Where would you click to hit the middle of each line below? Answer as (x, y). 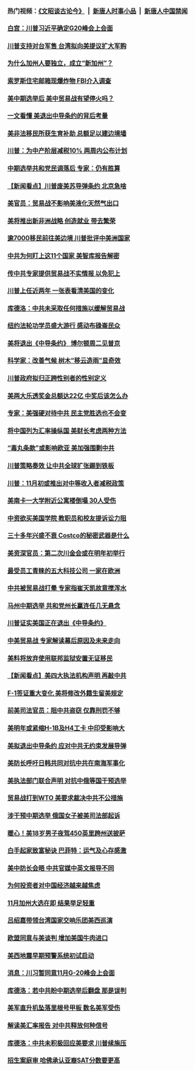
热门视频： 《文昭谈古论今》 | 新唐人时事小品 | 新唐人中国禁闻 (97, 11)
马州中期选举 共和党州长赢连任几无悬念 (64, 605)
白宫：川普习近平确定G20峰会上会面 (60, 28)
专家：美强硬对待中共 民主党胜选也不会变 (67, 413)
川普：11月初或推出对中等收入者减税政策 (66, 483)
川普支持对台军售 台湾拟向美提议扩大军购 (67, 45)
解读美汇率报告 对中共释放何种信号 (58, 1026)
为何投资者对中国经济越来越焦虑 (54, 885)
